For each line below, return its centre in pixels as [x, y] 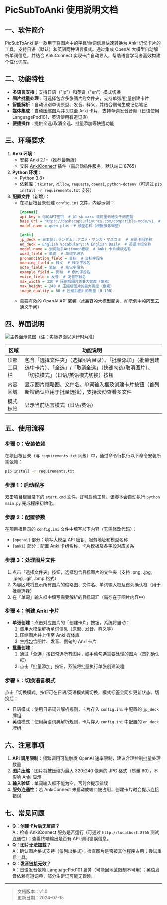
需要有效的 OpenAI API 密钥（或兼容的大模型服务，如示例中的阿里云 [89, 301]
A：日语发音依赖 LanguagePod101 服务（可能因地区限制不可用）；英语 [83, 870]
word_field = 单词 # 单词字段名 [52, 253]
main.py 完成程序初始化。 [31, 503]
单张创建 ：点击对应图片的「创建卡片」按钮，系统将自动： [71, 623]
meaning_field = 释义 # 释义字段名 [55, 263]
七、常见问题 [25, 813]
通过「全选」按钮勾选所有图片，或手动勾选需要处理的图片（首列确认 [89, 654]
